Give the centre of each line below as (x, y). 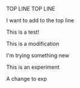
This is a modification (33, 44)
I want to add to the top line (40, 20)
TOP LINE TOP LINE (31, 9)
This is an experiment (33, 67)
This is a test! (23, 32)
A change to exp (26, 79)
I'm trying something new (38, 55)
